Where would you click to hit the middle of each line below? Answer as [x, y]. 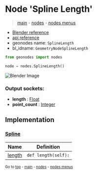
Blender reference [30, 32]
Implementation [30, 120]
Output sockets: [25, 88]
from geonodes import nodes [34, 57]
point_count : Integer [34, 104]
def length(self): [48, 155]
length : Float [26, 99]
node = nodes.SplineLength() [35, 66]
